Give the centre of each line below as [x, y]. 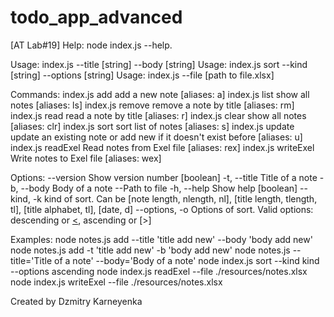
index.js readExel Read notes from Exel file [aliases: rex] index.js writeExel [162, 147]
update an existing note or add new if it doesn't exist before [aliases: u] [156, 137]
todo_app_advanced [96, 17]
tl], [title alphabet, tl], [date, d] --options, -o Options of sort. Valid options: [162, 209]
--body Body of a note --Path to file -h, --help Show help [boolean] [159, 188]
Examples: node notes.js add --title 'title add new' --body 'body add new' [161, 239]
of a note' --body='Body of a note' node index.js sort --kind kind [187, 260]
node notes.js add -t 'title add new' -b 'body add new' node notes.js [150, 250]
